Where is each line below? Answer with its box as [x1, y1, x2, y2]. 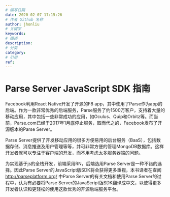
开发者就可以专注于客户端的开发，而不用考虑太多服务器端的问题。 [5, 150, 143, 156]
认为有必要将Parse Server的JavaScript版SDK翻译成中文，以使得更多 [18, 180, 161, 186]
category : [5, 50, 26, 55]
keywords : [5, 31, 26, 36]
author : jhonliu [5, 21, 40, 27]
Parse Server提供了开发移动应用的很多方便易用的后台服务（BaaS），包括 [5, 137, 157, 143]
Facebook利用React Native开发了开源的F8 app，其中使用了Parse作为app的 [5, 101, 163, 107]
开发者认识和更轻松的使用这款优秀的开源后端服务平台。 [5, 186, 121, 192]
